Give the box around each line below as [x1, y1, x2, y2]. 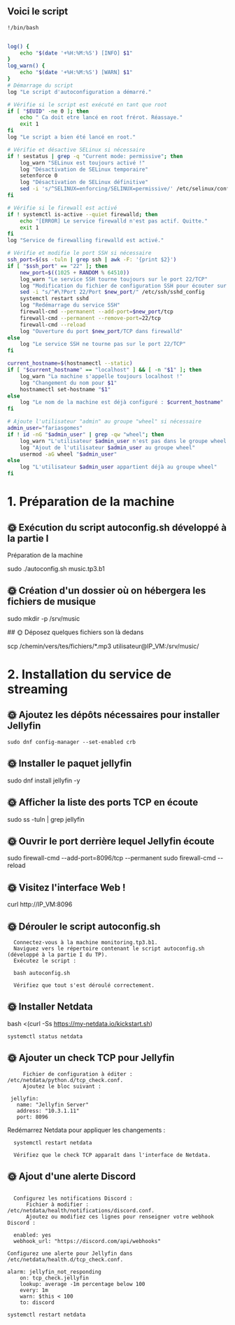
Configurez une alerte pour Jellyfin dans [7, 1250, 133, 1257]
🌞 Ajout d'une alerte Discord [7, 1170, 136, 1182]
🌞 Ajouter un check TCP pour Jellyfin [7, 1052, 175, 1064]
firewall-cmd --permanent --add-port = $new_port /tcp [20, 308, 173, 316]
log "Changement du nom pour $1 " [20, 379, 117, 386]
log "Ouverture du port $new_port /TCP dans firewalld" [20, 328, 183, 335]
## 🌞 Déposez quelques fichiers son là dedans [7, 628, 144, 636]
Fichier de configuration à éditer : [22, 1070, 133, 1077]
